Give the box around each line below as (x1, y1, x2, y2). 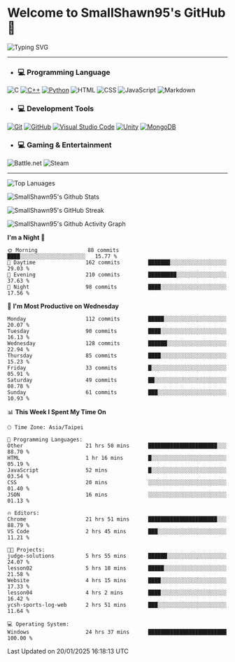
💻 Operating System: (7, 621, 70, 628)
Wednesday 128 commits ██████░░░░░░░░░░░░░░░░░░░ (7, 339, 227, 347)
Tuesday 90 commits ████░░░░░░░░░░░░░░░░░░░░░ (7, 328, 227, 334)
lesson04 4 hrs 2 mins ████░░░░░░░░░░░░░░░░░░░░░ (7, 589, 227, 596)
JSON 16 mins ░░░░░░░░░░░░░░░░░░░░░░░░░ (7, 491, 227, 498)
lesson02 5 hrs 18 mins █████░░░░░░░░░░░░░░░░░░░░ (7, 565, 227, 572)
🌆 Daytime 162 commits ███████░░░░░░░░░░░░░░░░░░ (7, 259, 227, 266)
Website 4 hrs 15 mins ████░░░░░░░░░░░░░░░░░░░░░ (7, 577, 227, 584)
